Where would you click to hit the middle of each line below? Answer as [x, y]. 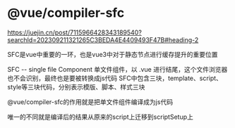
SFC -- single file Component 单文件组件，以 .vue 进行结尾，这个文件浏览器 [117, 69]
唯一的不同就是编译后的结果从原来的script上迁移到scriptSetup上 [101, 117]
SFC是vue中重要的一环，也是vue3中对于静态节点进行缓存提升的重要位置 [113, 54]
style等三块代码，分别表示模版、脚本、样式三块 [76, 87]
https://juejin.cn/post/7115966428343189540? [75, 32]
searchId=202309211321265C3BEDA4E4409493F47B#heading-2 [103, 39]
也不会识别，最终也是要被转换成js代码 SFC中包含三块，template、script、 [115, 78]
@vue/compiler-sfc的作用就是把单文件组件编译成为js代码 [90, 102]
